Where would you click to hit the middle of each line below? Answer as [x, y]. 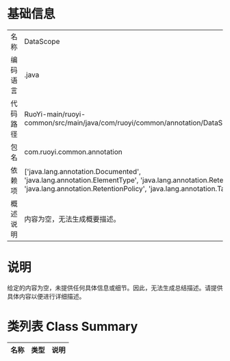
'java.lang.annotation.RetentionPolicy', [86, 188]
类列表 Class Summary [73, 327]
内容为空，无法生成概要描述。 [73, 219]
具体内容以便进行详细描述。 [46, 296]
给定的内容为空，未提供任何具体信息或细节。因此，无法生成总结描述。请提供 [115, 288]
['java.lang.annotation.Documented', [83, 171]
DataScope [42, 41]
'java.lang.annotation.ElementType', [81, 180]
